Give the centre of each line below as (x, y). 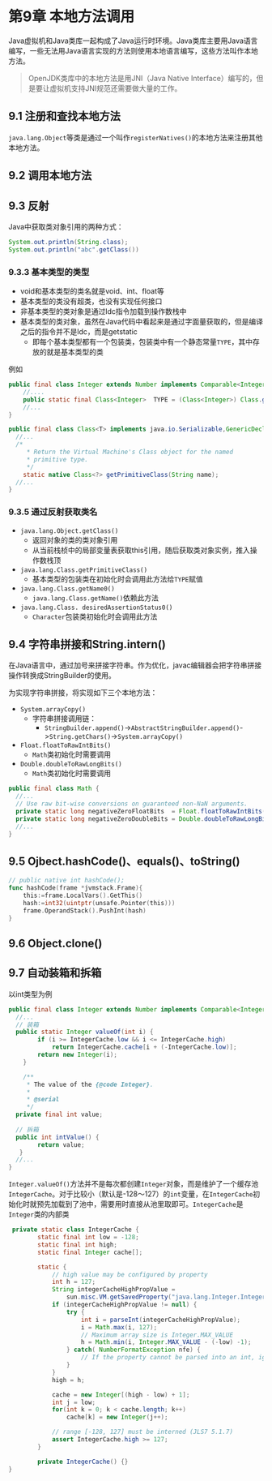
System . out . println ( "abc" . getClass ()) (74, 249)
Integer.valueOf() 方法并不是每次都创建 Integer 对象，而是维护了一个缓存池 (134, 1184)
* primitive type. (57, 459)
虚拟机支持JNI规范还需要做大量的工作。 (116, 88)
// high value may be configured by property (130, 1274)
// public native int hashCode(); (67, 881)
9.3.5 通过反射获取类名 (53, 512)
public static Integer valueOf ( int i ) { (85, 1032)
